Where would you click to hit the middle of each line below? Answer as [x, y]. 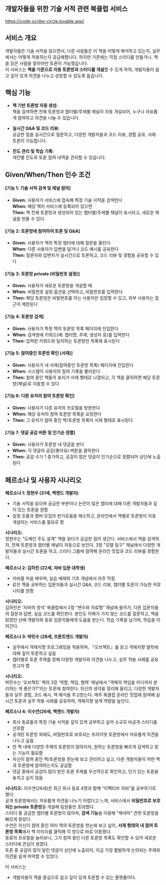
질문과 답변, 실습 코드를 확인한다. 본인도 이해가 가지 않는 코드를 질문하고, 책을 [84, 614]
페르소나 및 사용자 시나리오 [43, 480]
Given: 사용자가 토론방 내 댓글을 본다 [48, 444]
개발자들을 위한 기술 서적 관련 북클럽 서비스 [66, 9]
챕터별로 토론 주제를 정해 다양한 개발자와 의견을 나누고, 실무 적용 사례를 [81, 660]
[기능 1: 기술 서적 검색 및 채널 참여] [38, 188]
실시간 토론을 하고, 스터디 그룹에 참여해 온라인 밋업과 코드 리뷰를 [84, 551]
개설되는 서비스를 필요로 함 [38, 522]
